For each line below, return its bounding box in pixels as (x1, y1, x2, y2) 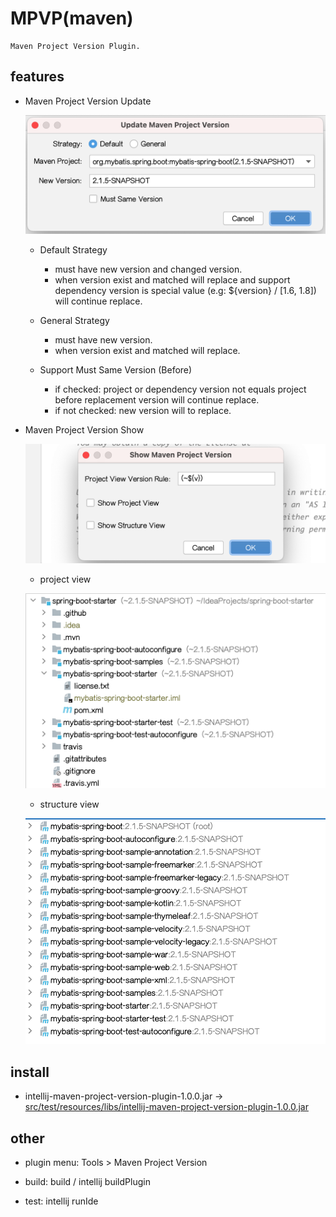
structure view (39, 798, 100, 811)
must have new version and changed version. (54, 263, 243, 276)
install (10, 1063, 50, 1081)
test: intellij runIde (24, 1195, 99, 1207)
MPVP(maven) (10, 7, 134, 30)
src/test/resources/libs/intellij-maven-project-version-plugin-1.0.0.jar (24, 1101, 309, 1113)
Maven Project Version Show (24, 424, 145, 436)
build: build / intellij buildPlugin (24, 1175, 151, 1187)
